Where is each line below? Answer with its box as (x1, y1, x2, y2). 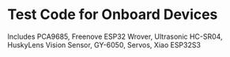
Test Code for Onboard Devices (7, 6, 218, 24)
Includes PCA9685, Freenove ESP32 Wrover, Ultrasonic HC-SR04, (7, 32, 223, 41)
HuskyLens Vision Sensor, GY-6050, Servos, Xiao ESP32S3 (7, 40, 201, 49)
